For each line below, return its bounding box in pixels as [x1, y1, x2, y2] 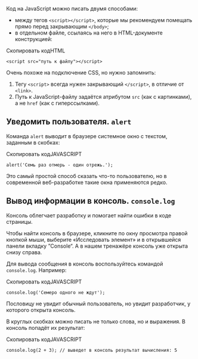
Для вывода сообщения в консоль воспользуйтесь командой [6, 260, 163, 267]
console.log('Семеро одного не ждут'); [6, 289, 106, 295]
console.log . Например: [6, 266, 67, 273]
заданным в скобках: [6, 139, 60, 146]
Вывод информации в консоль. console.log [6, 196, 175, 206]
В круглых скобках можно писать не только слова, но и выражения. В [6, 318, 186, 325]
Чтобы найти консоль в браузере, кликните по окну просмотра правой [6, 229, 188, 237]
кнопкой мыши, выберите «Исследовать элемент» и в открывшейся [6, 236, 181, 243]
